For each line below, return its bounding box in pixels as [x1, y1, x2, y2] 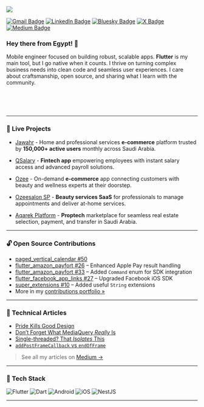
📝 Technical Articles [6, 308, 67, 317]
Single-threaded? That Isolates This [15, 335, 105, 343]
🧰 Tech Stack [6, 374, 46, 383]
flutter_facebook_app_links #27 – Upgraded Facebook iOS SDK [15, 274, 173, 282]
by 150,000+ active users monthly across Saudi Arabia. [15, 145, 156, 152]
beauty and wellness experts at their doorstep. [15, 181, 132, 189]
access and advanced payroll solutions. [15, 163, 115, 170]
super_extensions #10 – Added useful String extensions [15, 281, 156, 288]
